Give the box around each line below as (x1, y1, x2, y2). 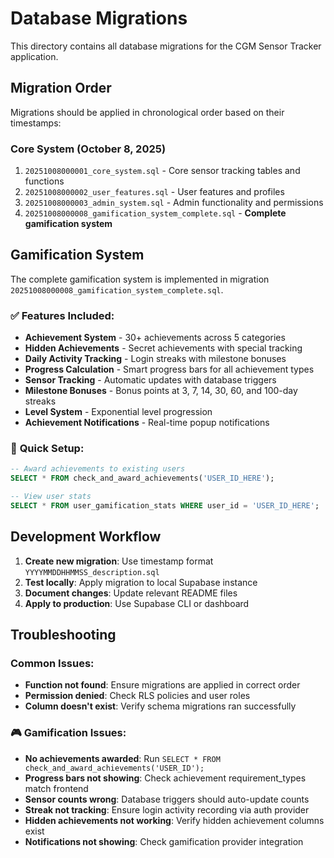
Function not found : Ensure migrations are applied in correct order (24, 679, 301, 691)
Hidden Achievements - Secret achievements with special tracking (24, 342, 303, 354)
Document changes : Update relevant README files (24, 587, 238, 599)
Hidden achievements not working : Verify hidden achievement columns (24, 814, 325, 826)
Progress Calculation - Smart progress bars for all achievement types (24, 363, 315, 376)
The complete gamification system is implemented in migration (10, 273, 270, 285)
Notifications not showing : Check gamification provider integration (24, 835, 304, 847)
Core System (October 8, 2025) (10, 142, 167, 156)
